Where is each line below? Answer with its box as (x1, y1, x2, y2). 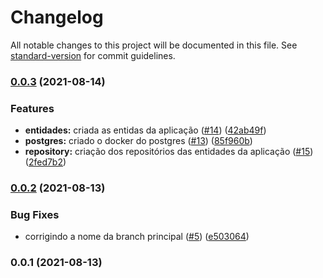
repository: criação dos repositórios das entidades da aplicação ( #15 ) (24, 146, 314, 158)
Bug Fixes (10, 208, 60, 221)
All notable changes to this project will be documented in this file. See (10, 39, 298, 51)
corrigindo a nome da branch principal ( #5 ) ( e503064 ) (24, 231, 250, 243)
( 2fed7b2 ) (24, 156, 67, 168)
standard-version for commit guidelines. (10, 49, 176, 61)
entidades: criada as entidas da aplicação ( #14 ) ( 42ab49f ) (24, 124, 267, 136)
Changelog (10, 6, 104, 29)
